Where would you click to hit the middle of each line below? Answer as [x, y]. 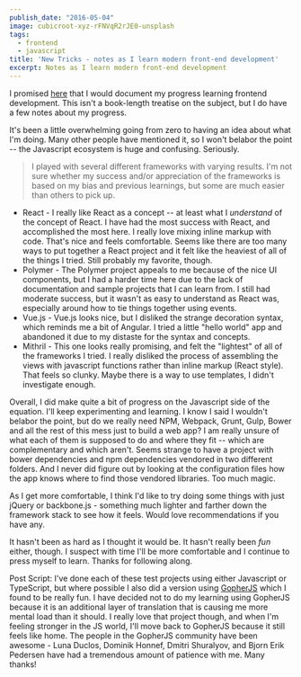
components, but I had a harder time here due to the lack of [133, 279]
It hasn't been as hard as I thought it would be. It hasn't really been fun [140, 541]
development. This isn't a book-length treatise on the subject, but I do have [148, 102]
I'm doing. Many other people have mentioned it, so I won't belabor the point [151, 139]
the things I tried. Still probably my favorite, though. [117, 260]
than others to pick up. [73, 195]
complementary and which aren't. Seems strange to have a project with [142, 450]
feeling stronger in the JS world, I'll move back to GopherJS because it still [147, 626]
